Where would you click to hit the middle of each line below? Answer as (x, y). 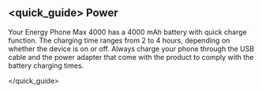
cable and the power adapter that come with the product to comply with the (131, 57)
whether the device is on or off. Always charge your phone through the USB (131, 48)
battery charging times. (46, 65)
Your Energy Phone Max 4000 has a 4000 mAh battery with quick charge (127, 32)
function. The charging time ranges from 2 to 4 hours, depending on (119, 40)
